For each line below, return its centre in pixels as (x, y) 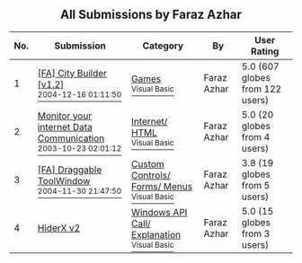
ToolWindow (64, 180)
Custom (148, 163)
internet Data (65, 127)
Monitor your (65, 116)
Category (163, 46)
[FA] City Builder (72, 73)
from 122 (262, 89)
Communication (71, 138)
